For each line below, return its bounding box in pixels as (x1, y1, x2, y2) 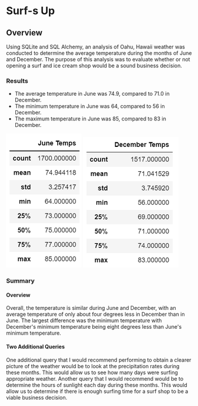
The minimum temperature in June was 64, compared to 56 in (14, 103, 165, 110)
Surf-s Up (6, 4, 55, 18)
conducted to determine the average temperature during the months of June (6, 50, 192, 57)
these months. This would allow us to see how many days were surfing (6, 369, 179, 376)
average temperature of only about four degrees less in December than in (6, 311, 185, 318)
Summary (6, 277, 35, 285)
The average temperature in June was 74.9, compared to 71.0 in (14, 90, 170, 97)
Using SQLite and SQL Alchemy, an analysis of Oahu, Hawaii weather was (6, 43, 186, 50)
